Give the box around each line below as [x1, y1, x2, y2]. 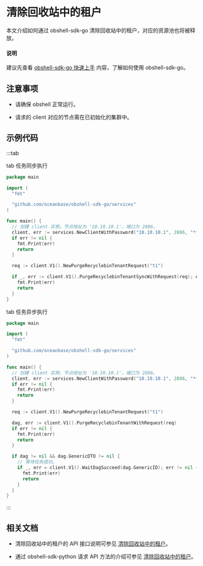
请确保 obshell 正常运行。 [14, 101, 79, 108]
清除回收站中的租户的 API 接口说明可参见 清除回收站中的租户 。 [14, 540, 171, 547]
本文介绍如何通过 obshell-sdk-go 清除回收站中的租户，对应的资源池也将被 [6, 27, 190, 34]
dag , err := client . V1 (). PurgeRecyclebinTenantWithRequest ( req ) [11, 419, 177, 426]
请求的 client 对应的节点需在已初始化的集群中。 [14, 113, 133, 121]
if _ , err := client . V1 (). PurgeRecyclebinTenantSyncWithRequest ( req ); [11, 274, 193, 280]
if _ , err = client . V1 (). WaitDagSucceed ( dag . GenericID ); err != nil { [17, 465, 199, 471]
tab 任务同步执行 [6, 162, 48, 169]
